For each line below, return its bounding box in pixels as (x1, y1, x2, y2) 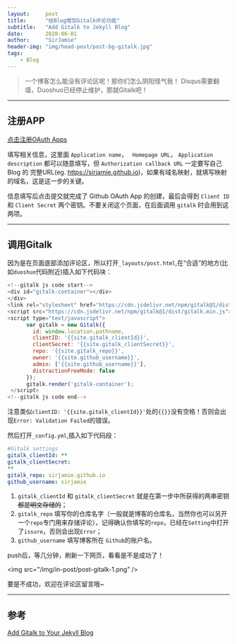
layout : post (7, 10, 59, 18)
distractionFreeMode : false (32, 367, 115, 374)
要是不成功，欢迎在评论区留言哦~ (7, 580, 104, 588)
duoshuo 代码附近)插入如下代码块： (13, 268, 113, 276)
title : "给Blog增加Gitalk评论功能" (7, 17, 121, 24)
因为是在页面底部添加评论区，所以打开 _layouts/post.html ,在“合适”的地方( (7, 259, 222, 268)
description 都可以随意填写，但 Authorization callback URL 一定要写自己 (7, 159, 222, 167)
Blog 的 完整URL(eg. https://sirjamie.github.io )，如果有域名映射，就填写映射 (7, 168, 227, 176)
